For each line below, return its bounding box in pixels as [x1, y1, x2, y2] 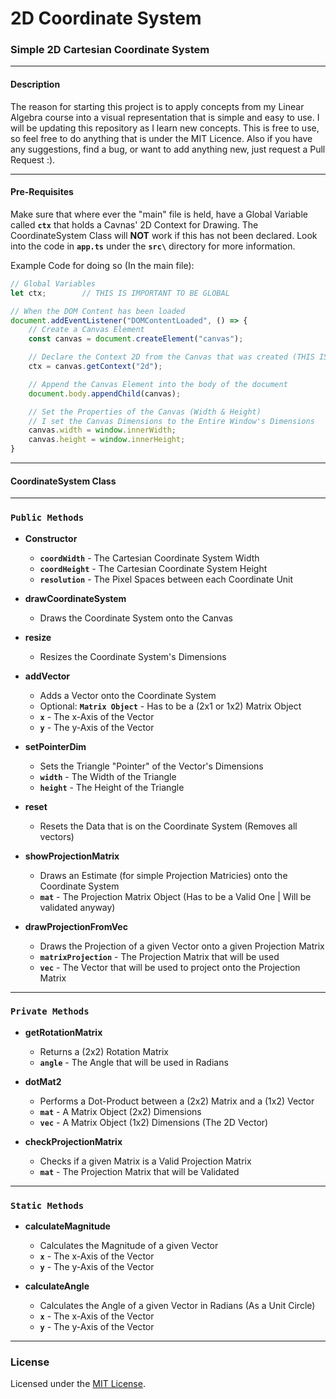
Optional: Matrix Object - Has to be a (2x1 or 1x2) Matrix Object [39, 700, 302, 712]
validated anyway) [39, 901, 116, 913]
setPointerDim [24, 740, 87, 752]
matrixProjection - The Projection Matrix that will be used [39, 950, 280, 962]
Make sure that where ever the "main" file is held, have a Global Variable [10, 208, 308, 220]
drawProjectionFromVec [24, 920, 128, 932]
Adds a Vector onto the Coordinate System [39, 689, 217, 701]
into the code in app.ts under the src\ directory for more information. [10, 240, 296, 252]
